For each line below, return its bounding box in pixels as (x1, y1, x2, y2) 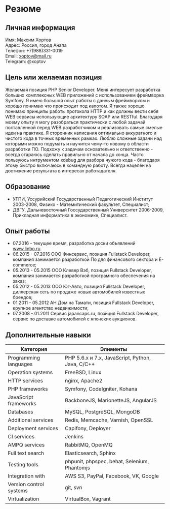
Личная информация (5, 23, 75, 32)
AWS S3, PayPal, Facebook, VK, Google (65, 472, 159, 480)
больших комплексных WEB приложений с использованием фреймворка (5, 92, 164, 98)
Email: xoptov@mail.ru (5, 53, 52, 59)
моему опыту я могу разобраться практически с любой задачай (5, 119, 146, 125)
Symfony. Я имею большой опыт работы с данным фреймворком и (5, 97, 150, 103)
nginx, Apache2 (65, 377, 103, 384)
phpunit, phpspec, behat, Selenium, (65, 458, 149, 465)
